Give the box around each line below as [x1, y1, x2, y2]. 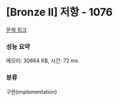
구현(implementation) [6, 88, 57, 95]
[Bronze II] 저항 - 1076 [6, 5, 113, 19]
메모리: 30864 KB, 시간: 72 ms [6, 57, 78, 64]
